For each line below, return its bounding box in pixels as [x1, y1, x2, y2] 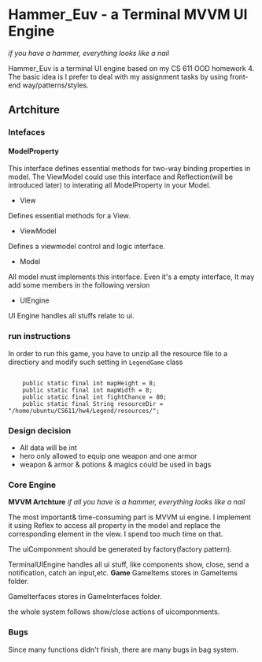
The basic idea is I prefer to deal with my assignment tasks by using [8, 72, 228, 81]
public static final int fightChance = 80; [22, 392, 168, 401]
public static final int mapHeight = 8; [22, 379, 157, 387]
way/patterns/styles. [22, 80, 89, 90]
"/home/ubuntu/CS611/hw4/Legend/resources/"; [8, 407, 160, 415]
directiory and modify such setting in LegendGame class [8, 357, 183, 366]
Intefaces [8, 127, 46, 138]
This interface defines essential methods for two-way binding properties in [8, 164, 251, 173]
